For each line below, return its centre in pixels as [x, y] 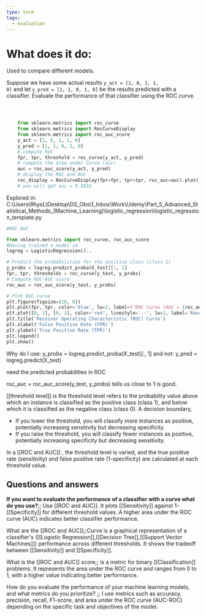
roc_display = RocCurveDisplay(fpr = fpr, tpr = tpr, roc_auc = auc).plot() [109, 181]
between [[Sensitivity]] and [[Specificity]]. [59, 550]
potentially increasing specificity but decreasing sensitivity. [90, 440]
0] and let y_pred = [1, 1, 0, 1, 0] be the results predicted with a [91, 89]
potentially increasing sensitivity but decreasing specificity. [90, 427]
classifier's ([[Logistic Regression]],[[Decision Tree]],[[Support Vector [94, 537]
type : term [20, 12]
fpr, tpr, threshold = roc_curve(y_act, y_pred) [81, 157]
